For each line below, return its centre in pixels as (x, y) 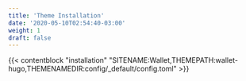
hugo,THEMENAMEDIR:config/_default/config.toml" (92, 69)
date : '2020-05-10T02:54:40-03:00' (67, 23)
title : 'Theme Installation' (56, 15)
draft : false (30, 38)
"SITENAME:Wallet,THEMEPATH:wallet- (173, 60)
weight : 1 (25, 30)
